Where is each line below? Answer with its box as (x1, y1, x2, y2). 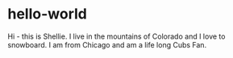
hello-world (7, 5, 88, 23)
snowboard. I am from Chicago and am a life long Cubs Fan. (7, 39, 207, 49)
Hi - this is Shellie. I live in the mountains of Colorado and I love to (7, 31, 226, 41)
